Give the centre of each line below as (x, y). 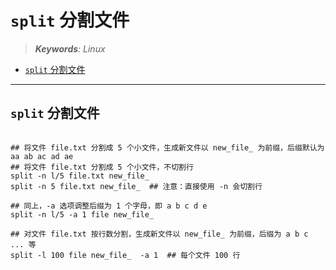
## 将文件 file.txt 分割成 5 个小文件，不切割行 (102, 167)
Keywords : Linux (70, 48)
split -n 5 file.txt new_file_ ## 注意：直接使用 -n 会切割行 (136, 186)
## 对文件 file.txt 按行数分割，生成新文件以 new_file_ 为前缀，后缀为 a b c (159, 234)
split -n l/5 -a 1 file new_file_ (82, 214)
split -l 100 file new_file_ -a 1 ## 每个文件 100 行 (125, 255)
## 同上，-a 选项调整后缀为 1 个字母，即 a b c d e (109, 206)
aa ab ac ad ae (42, 156)
